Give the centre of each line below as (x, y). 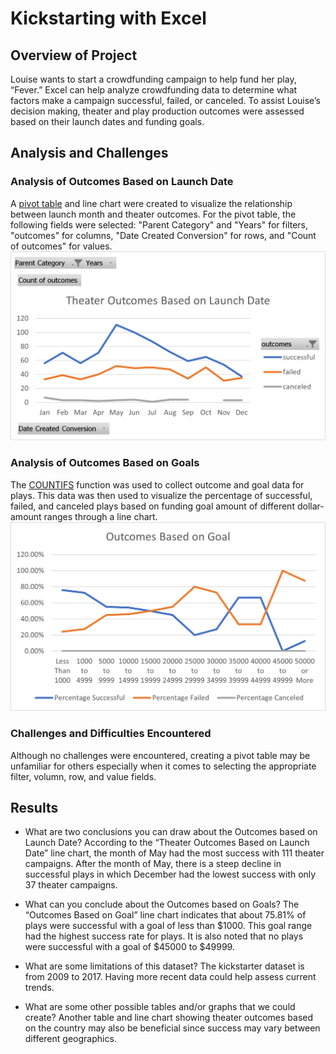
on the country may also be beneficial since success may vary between (172, 1028)
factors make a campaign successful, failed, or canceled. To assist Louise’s (165, 100)
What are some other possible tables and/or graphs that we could (160, 1007)
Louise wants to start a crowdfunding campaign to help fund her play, (153, 79)
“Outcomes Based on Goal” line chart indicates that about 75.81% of (165, 915)
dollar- (310, 506)
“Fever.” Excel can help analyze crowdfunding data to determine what (154, 90)
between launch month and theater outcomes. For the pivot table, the (153, 214)
